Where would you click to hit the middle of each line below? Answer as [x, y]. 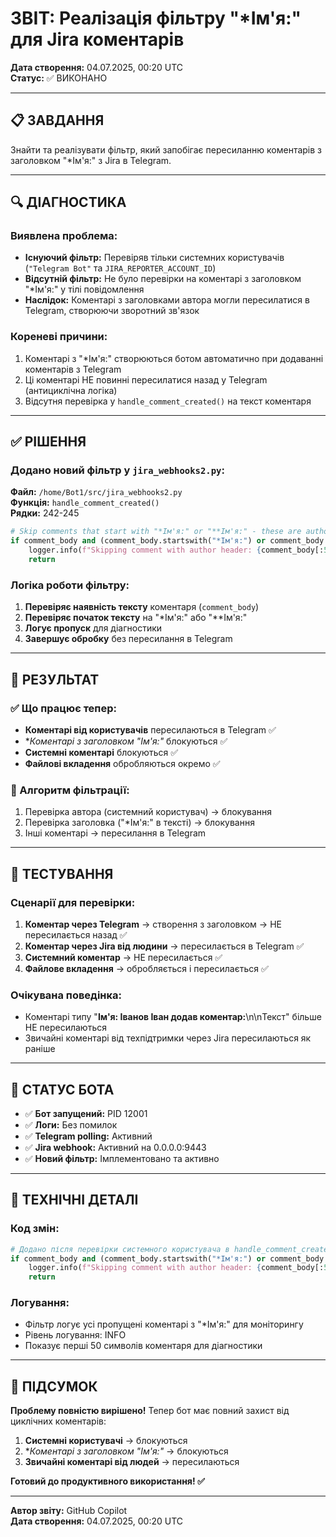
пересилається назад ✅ [76, 934]
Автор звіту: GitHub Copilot [69, 1511]
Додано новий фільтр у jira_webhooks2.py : [117, 470]
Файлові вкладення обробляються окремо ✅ [122, 763]
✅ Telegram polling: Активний [88, 1136]
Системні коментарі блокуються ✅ [101, 752]
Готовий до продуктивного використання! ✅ [107, 1481]
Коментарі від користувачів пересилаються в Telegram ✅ [150, 729]
